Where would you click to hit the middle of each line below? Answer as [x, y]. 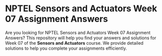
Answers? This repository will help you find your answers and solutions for [81, 38]
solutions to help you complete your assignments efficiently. [66, 48]
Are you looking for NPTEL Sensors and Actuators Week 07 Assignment [78, 32]
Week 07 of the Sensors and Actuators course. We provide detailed [74, 43]
